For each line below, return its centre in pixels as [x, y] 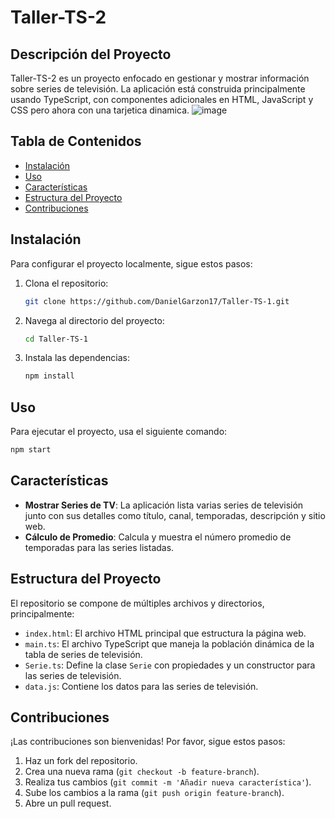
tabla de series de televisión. [83, 654]
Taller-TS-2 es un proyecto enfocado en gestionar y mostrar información [160, 78]
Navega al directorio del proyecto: [94, 320]
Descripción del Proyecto [91, 54]
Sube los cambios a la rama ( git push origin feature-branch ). [154, 793]
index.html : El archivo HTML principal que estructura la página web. [165, 633]
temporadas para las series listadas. [99, 547]
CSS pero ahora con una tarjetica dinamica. [100, 110]
